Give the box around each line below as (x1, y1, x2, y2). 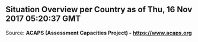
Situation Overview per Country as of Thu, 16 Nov (5, 5, 193, 15)
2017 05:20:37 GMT (5, 14, 81, 24)
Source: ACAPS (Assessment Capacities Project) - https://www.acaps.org (5, 29, 192, 36)
